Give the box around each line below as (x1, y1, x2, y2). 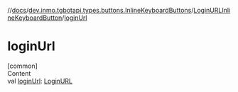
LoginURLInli (193, 6, 231, 14)
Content (7, 69, 31, 77)
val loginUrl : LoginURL (7, 76, 73, 85)
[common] (7, 62, 38, 70)
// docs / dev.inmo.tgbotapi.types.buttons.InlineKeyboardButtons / (7, 6, 194, 14)
